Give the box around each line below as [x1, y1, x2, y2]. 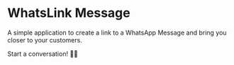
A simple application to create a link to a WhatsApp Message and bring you [7, 28, 227, 37]
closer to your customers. [7, 35, 83, 44]
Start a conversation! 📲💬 [7, 49, 79, 58]
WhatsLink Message [7, 5, 130, 21]
